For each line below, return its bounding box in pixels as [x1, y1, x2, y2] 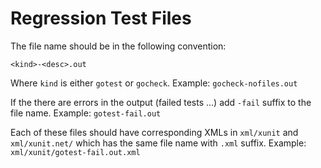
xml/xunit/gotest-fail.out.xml [10, 147, 141, 157]
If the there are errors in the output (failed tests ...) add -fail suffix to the [10, 96, 312, 108]
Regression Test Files [10, 7, 192, 30]
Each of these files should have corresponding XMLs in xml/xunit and [10, 126, 299, 138]
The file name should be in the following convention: [10, 40, 227, 52]
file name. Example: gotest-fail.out [10, 107, 162, 119]
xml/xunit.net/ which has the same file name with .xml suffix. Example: [10, 137, 307, 149]
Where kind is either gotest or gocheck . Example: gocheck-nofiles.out [10, 77, 298, 89]
